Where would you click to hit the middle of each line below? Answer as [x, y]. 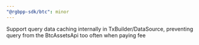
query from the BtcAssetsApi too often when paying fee [76, 35]
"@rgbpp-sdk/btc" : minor [38, 12]
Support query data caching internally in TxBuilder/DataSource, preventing [100, 29]
